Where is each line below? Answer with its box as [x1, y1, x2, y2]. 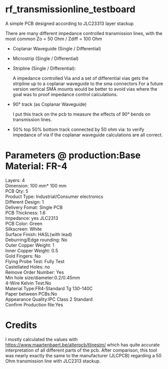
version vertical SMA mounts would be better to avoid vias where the [12, 86, 158, 92]
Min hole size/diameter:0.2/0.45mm [5, 274, 80, 280]
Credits [5, 320, 37, 331]
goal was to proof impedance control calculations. [12, 91, 118, 97]
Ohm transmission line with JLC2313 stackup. [5, 358, 101, 364]
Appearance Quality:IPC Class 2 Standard [5, 296, 93, 302]
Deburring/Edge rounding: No [5, 237, 68, 243]
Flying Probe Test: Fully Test [5, 258, 65, 264]
